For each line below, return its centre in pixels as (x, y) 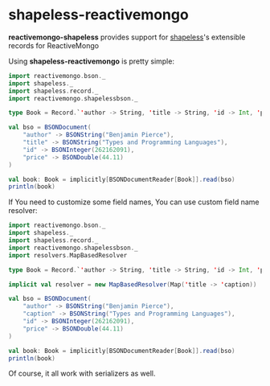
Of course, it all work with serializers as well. (82, 374)
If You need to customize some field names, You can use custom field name (134, 202)
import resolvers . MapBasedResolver (68, 255)
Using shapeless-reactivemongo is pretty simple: (92, 61)
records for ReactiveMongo (53, 45)
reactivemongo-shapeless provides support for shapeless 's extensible (127, 37)
